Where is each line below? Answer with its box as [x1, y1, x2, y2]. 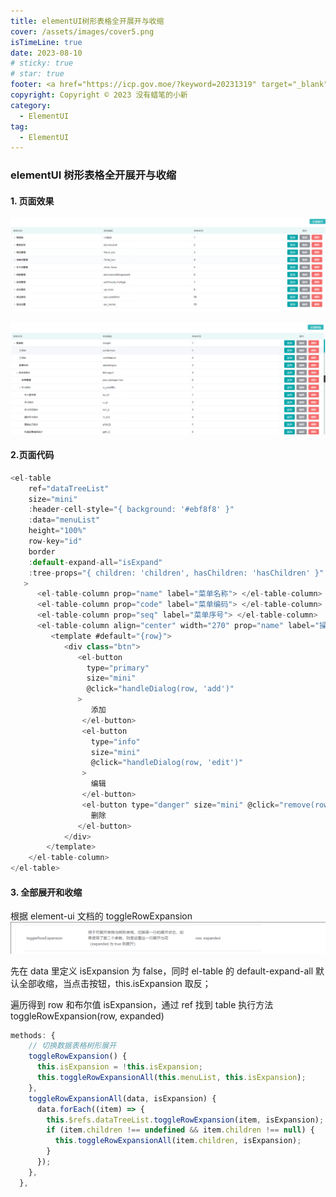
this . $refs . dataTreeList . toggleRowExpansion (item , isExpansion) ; [46, 1115, 325, 1125]
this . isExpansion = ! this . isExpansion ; [36, 1062, 203, 1072]
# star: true [10, 69, 65, 79]
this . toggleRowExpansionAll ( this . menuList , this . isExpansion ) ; [36, 1073, 307, 1083]
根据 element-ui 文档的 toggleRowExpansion [10, 910, 193, 922]
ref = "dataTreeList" [28, 483, 110, 494]
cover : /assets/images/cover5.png [10, 26, 155, 37]
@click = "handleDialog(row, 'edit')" [90, 758, 244, 768]
